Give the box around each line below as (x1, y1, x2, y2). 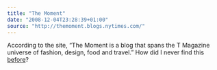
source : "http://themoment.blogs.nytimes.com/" (7, 22, 146, 29)
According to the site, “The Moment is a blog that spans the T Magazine (7, 41, 210, 50)
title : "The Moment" (7, 10, 66, 17)
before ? (7, 56, 29, 64)
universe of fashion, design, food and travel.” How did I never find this (7, 48, 204, 56)
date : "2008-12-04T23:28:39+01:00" (7, 16, 109, 23)
